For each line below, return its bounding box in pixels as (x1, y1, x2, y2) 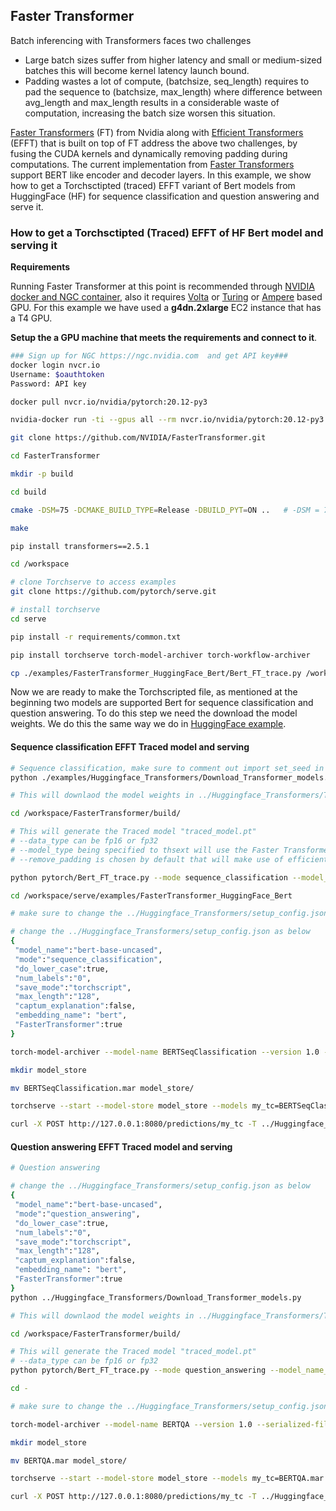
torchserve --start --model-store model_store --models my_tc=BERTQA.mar (10, 1474, 325, 1484)
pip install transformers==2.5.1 (10, 541, 150, 551)
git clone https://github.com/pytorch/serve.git (10, 587, 217, 597)
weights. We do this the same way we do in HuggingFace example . (10, 718, 287, 730)
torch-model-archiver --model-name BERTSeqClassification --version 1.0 (10, 1047, 320, 1057)
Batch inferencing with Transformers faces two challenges (10, 34, 252, 46)
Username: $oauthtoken (10, 369, 105, 379)
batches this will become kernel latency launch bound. (24, 64, 250, 76)
